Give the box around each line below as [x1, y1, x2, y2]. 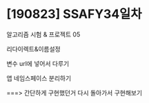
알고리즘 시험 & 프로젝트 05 [6, 30, 81, 38]
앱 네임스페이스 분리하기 [6, 73, 72, 82]
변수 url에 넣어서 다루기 [6, 59, 70, 67]
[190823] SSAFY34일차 [6, 6, 142, 22]
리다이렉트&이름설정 [6, 45, 61, 53]
